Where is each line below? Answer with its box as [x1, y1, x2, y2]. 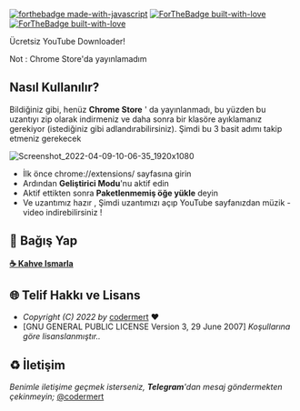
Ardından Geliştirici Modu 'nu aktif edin [22, 177, 170, 188]
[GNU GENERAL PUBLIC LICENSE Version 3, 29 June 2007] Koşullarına [22, 321, 291, 332]
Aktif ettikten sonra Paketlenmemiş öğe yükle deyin [22, 187, 219, 198]
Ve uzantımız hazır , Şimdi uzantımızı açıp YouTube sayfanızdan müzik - [22, 196, 291, 208]
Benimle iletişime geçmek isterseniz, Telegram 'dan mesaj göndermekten [9, 382, 284, 393]
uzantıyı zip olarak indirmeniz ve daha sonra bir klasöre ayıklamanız [9, 114, 262, 125]
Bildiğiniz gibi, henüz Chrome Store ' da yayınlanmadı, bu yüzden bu [9, 104, 266, 115]
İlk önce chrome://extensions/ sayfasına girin [22, 168, 192, 179]
